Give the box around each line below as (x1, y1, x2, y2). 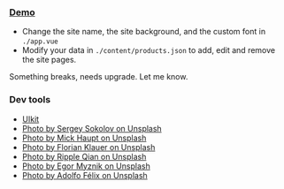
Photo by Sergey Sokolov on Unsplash (21, 123, 162, 133)
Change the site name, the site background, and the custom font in (21, 26, 266, 37)
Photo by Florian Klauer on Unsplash (21, 141, 156, 152)
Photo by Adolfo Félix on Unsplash (21, 170, 148, 180)
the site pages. (21, 55, 77, 65)
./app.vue (21, 37, 59, 46)
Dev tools (9, 94, 51, 106)
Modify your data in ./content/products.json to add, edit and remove (21, 45, 276, 56)
